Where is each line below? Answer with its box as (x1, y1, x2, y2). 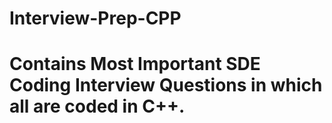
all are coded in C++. (9, 95, 186, 118)
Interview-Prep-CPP (9, 7, 182, 30)
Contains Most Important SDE (9, 53, 261, 76)
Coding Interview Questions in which (9, 74, 323, 97)
